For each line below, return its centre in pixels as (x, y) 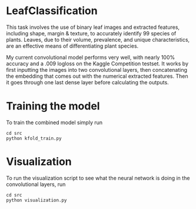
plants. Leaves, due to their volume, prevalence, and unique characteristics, (98, 39)
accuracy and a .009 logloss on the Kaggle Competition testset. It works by (97, 64)
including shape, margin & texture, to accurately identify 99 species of (91, 33)
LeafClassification (52, 11)
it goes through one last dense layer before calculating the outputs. (87, 82)
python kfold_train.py (34, 138)
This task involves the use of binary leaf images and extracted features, (93, 27)
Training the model (53, 106)
